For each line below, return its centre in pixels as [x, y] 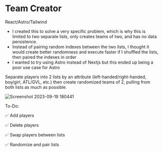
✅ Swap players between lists [35, 135]
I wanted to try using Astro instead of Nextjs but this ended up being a [83, 62]
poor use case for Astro [36, 67]
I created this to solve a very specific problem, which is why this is [79, 31]
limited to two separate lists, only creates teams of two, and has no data [84, 36]
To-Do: [12, 106]
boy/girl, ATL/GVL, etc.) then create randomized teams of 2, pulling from [78, 82]
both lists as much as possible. [36, 87]
